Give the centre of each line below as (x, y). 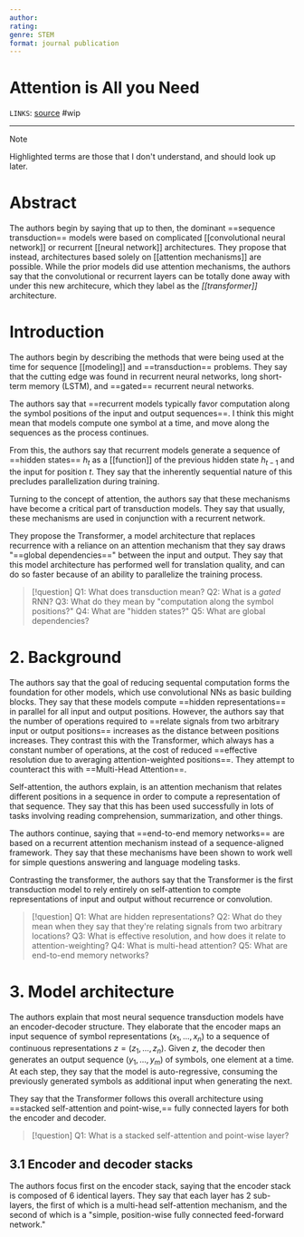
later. (19, 166)
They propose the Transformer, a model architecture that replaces (133, 535)
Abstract (43, 203)
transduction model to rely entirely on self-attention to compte (125, 889)
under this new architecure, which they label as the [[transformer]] (133, 286)
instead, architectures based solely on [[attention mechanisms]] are (136, 257)
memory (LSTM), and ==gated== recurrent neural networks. (142, 386)
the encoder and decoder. (58, 1118)
